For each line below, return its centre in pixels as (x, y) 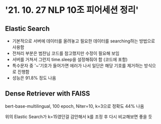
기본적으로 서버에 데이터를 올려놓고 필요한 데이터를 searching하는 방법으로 (83, 41)
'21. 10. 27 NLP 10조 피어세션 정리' (72, 10)
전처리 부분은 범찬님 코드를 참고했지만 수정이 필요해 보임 (66, 53)
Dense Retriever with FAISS (48, 94)
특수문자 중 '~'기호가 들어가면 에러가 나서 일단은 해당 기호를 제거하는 (78, 65)
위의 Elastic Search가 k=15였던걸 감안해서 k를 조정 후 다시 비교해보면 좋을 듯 (79, 117)
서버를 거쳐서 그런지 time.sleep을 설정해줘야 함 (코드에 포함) (70, 59)
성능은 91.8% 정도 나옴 (34, 78)
